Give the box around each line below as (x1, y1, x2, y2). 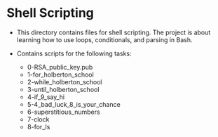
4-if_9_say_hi (27, 93, 64, 101)
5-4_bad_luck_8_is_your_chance (27, 100, 121, 108)
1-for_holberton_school (27, 70, 94, 79)
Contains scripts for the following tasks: (16, 49, 132, 58)
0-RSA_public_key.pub (27, 63, 93, 71)
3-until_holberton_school (27, 85, 100, 93)
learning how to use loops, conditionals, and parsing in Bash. (16, 35, 193, 44)
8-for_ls (27, 122, 50, 131)
